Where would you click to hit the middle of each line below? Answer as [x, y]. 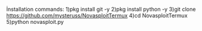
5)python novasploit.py [35, 22]
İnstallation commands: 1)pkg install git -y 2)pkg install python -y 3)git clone [101, 9]
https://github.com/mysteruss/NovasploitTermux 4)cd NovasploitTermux [97, 15]
